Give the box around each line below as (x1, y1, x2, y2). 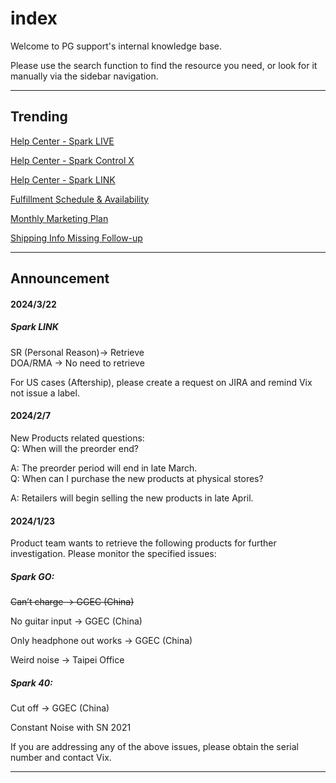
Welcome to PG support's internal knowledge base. (10, 40, 223, 52)
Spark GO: (10, 570, 55, 582)
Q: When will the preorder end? (10, 442, 139, 454)
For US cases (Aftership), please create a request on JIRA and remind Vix (10, 376, 313, 388)
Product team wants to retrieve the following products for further (10, 537, 277, 549)
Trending (10, 108, 68, 126)
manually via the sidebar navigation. (10, 70, 159, 82)
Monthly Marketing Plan (10, 212, 109, 224)
